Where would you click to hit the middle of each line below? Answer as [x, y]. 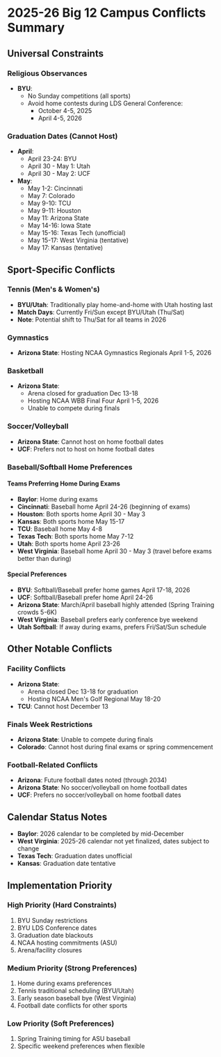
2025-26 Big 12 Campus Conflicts [107, 13]
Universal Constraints [56, 53]
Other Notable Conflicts [60, 649]
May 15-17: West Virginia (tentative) [78, 240]
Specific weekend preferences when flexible [81, 1046]
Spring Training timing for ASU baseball [74, 1039]
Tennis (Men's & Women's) [54, 290]
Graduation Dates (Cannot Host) [63, 136]
